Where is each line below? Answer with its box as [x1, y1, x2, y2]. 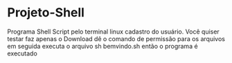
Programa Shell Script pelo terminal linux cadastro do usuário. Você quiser [7, 27, 220, 36]
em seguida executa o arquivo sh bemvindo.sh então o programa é [7, 42, 199, 50]
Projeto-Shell [7, 5, 85, 21]
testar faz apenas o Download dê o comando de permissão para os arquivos [7, 34, 225, 42]
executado [7, 49, 38, 58]
